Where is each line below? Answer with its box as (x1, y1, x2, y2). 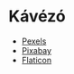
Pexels (21, 36, 47, 46)
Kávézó (8, 6, 66, 27)
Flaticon (21, 54, 51, 65)
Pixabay (21, 45, 51, 55)
